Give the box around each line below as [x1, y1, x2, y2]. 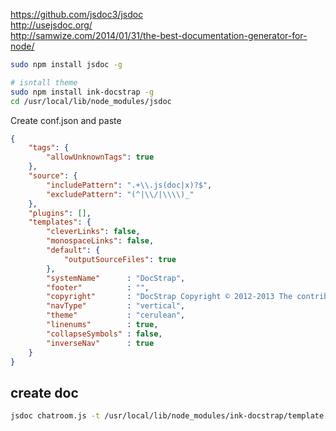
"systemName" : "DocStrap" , [46, 273, 186, 283]
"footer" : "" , [46, 282, 150, 293]
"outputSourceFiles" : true [63, 254, 177, 264]
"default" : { [46, 245, 101, 255]
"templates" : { [28, 217, 92, 228]
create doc [10, 384, 79, 401]
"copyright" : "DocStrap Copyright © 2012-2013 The [46, 292, 293, 302]
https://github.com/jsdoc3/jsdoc [10, 9, 144, 20]
